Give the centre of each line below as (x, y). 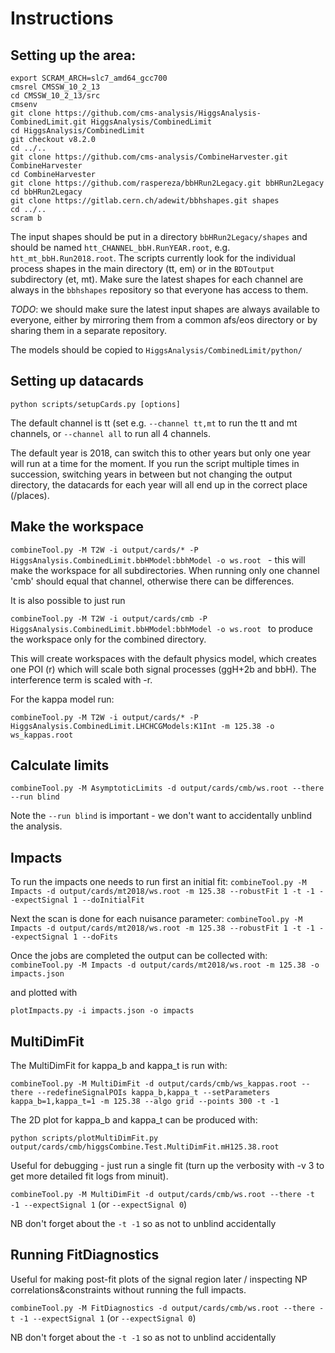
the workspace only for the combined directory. (108, 639)
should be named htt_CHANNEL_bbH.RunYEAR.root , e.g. (120, 247)
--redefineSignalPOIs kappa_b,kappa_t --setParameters (153, 1093)
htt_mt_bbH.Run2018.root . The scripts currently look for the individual (153, 258)
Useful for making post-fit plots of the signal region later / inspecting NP (159, 1279)
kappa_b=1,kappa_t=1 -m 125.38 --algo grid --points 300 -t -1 (145, 1102)
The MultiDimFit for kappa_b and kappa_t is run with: (119, 1066)
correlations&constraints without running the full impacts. (128, 1289)
